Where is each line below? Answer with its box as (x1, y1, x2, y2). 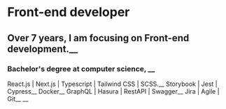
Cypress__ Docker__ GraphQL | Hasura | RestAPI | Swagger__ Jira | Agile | (7, 87, 220, 95)
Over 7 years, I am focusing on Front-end (7, 32, 190, 44)
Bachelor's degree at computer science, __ (7, 64, 155, 73)
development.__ (7, 43, 78, 54)
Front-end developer (7, 4, 130, 20)
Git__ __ (7, 94, 29, 103)
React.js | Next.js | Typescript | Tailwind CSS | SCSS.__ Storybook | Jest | (7, 80, 218, 88)
